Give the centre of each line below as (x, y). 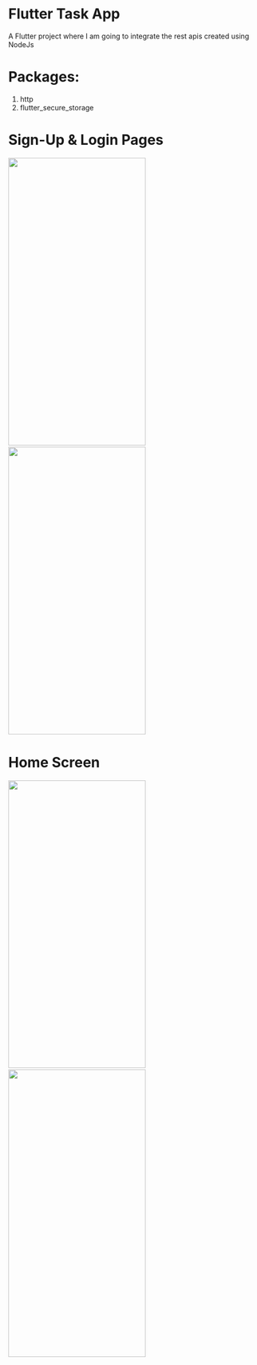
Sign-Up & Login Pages (86, 140)
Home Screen (54, 763)
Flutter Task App (64, 14)
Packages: (44, 77)
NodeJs (21, 44)
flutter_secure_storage (57, 107)
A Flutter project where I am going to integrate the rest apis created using (129, 36)
